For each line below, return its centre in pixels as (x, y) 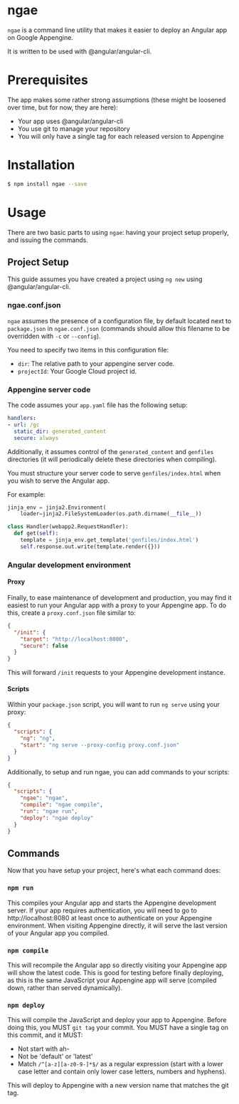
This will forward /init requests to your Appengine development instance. (116, 673)
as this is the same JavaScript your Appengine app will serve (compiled (112, 980)
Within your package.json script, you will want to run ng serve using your (114, 705)
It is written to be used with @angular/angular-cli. (80, 51)
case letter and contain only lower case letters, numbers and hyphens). (122, 1072)
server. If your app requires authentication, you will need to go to (102, 910)
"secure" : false (44, 646)
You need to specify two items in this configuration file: (88, 349)
